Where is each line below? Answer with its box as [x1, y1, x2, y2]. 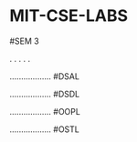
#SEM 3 [9, 35, 39, 46]
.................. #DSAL [9, 70, 80, 82]
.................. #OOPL [9, 106, 80, 117]
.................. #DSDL [9, 88, 80, 99]
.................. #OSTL [9, 124, 79, 135]
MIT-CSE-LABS [9, 5, 129, 26]
